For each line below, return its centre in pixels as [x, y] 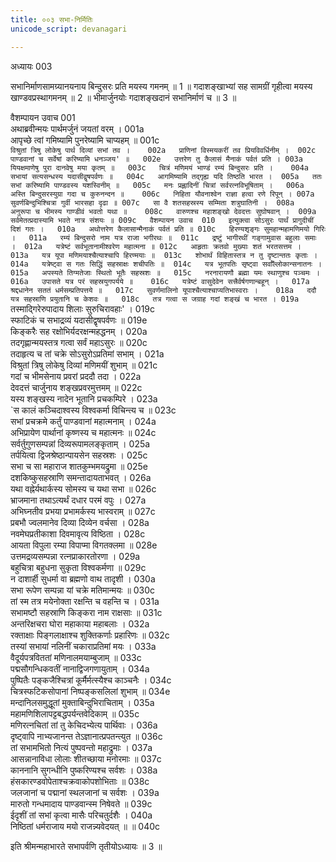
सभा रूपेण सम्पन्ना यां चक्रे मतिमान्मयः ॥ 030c [83, 590]
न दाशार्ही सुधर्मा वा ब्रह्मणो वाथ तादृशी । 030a [83, 578]
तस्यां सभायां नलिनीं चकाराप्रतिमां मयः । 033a [83, 646]
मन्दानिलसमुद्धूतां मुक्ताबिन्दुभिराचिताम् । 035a [82, 702]
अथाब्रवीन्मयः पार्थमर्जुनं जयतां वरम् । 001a [77, 128]
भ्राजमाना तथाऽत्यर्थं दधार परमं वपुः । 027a [78, 500]
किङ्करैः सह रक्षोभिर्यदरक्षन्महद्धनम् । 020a [79, 331]
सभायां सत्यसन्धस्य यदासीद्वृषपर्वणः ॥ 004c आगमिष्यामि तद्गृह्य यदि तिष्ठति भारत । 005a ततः [166, 176]
